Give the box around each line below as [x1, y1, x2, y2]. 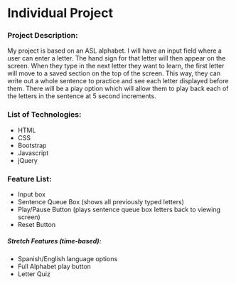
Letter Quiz [17, 270, 51, 278]
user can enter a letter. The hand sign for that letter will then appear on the [7, 54, 226, 63]
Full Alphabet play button [17, 262, 91, 271]
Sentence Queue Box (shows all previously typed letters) [17, 198, 185, 206]
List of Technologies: [7, 110, 82, 120]
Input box [17, 190, 46, 199]
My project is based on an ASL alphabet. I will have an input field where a [7, 46, 222, 55]
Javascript [17, 148, 49, 157]
